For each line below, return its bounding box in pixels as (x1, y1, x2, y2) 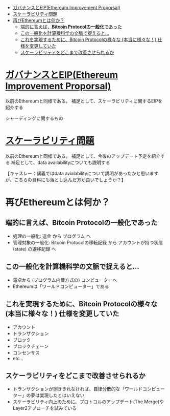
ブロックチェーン (12, 343, 49, 349)
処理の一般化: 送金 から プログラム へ (12, 233, 91, 239)
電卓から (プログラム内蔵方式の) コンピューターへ (12, 277, 117, 283)
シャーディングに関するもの (5, 115, 64, 121)
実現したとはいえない (39, 392, 85, 399)
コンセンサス (12, 349, 40, 356)
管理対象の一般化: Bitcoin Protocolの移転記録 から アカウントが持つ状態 (12, 239, 163, 245)
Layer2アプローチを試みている (12, 405, 77, 411)
